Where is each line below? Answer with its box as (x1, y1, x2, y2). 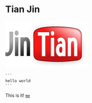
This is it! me (5, 92, 31, 98)
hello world (5, 78, 31, 83)
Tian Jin (5, 4, 40, 15)
